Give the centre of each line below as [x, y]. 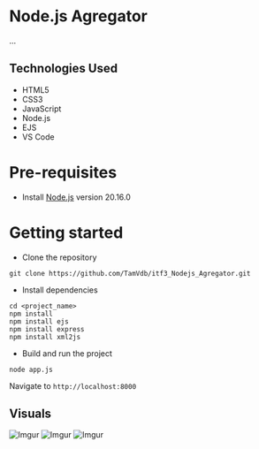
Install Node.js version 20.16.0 [76, 197]
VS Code [38, 137]
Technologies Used [63, 68]
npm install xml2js [45, 337]
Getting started [66, 232]
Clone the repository [59, 257]
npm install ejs [39, 321]
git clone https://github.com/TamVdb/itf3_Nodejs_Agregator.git [130, 273]
